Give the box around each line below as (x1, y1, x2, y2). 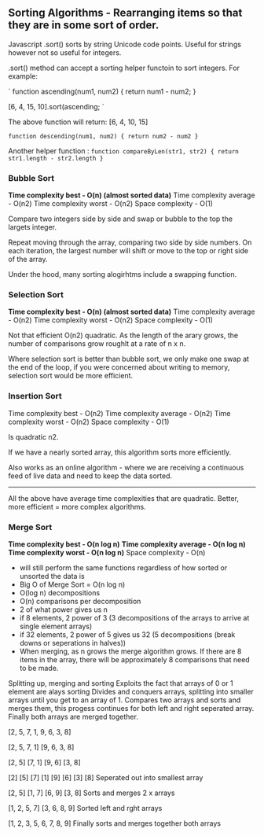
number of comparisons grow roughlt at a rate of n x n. (8, 339, 186, 348)
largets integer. (8, 223, 57, 232)
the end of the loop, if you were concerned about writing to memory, (8, 363, 230, 372)
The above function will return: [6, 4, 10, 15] (8, 117, 148, 127)
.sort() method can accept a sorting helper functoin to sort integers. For (8, 63, 240, 72)
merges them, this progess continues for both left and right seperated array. (8, 704, 255, 713)
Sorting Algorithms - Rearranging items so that (8, 6, 243, 20)
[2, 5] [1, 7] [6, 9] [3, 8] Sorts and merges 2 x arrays (8, 788, 175, 797)
